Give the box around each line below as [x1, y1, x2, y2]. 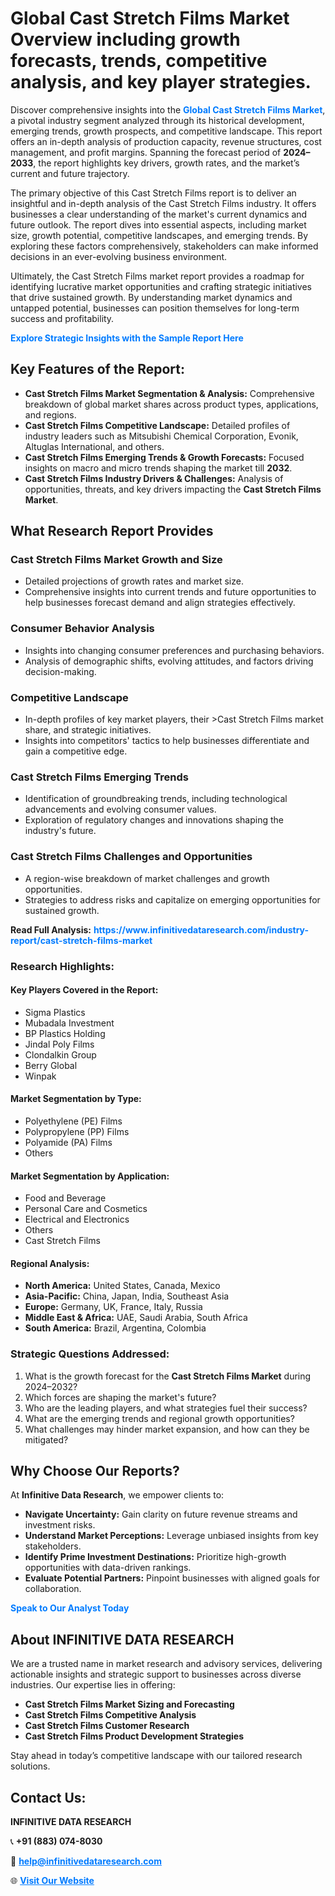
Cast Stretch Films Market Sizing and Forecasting [24, 1698, 235, 1711]
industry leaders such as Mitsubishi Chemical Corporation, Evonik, [24, 430, 299, 442]
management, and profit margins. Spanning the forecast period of [10, 146, 282, 158]
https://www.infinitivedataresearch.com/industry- [93, 923, 309, 936]
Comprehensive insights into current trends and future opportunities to [24, 586, 317, 598]
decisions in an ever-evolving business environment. [10, 250, 228, 262]
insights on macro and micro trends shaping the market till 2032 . [24, 462, 293, 474]
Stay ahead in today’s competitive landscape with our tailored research [10, 1750, 303, 1762]
